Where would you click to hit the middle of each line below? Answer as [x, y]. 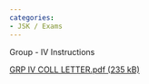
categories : [32, 18]
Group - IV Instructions [52, 51]
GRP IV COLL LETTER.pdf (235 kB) [75, 70]
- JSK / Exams [36, 26]
